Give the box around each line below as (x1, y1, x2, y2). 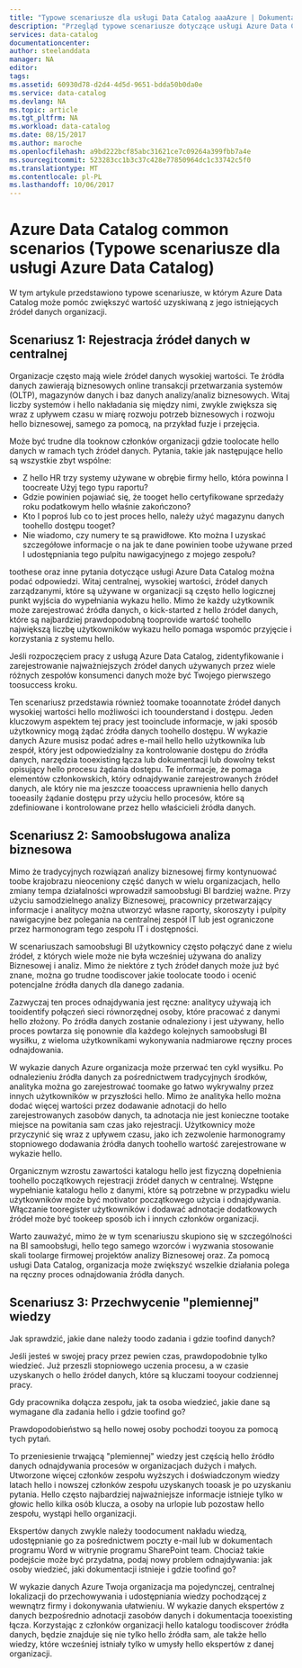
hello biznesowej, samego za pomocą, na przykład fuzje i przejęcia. (9, 418, 261, 428)
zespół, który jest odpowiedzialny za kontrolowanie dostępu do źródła (9, 744, 269, 755)
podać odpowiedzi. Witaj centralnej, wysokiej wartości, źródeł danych (9, 575, 268, 586)
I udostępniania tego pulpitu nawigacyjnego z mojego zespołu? (22, 548, 256, 559)
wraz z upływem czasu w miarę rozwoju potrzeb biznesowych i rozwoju (9, 409, 276, 419)
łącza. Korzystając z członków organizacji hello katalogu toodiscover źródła (9, 1619, 289, 1630)
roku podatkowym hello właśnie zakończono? (22, 500, 191, 511)
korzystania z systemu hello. (9, 633, 115, 644)
